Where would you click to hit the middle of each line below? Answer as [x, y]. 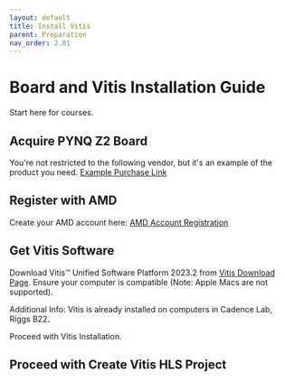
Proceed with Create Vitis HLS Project [118, 365]
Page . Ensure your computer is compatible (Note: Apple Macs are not [139, 282]
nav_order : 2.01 [40, 43]
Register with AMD [63, 201]
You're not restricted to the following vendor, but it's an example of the [141, 163]
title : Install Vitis [50, 26]
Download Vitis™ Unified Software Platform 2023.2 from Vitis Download [142, 273]
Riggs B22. [30, 319]
